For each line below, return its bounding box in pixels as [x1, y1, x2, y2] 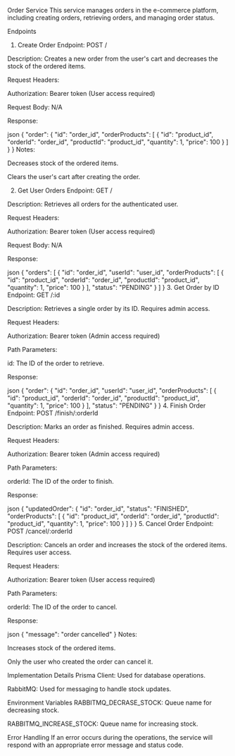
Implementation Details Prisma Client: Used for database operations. [7, 671, 206, 679]
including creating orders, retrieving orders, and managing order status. [7, 13, 215, 22]
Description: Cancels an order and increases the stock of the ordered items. [7, 541, 227, 549]
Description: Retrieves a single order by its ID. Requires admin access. [7, 305, 210, 312]
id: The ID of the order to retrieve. [7, 359, 105, 367]
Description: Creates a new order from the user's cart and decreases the [7, 54, 218, 63]
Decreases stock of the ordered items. [7, 159, 119, 167]
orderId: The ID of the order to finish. [7, 477, 114, 485]
